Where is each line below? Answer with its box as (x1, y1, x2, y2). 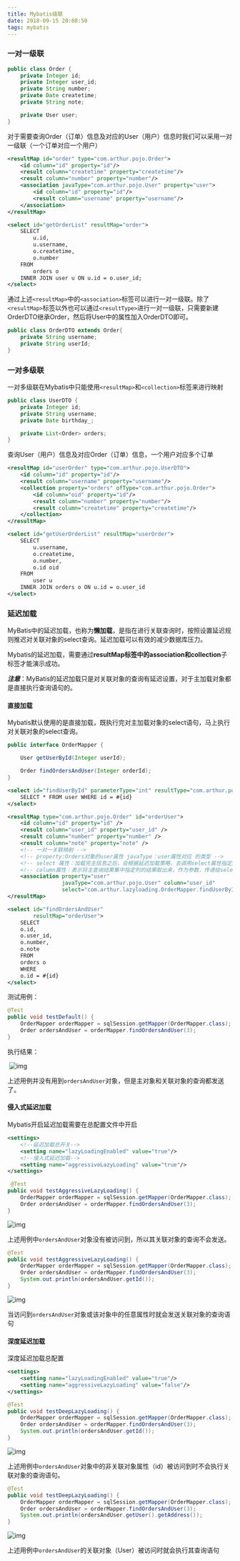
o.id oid (33, 564, 59, 571)
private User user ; (20, 111, 79, 119)
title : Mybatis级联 (7, 10, 64, 18)
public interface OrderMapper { (7, 741, 104, 749)
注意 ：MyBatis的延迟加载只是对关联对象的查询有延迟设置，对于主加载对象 (7, 675, 226, 683)
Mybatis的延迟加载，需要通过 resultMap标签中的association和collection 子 (7, 650, 227, 659)
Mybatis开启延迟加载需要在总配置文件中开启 (7, 1120, 138, 1129)
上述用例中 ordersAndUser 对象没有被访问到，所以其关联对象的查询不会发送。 (7, 1234, 231, 1244)
